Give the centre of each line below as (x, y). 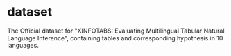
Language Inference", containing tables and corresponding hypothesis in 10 (115, 38)
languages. (23, 45)
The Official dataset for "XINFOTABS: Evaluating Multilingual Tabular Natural (116, 31)
